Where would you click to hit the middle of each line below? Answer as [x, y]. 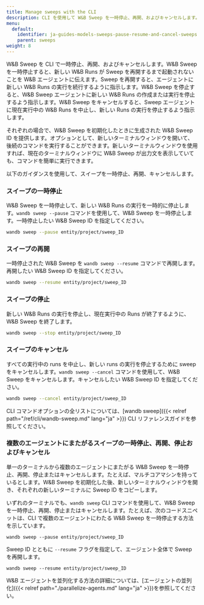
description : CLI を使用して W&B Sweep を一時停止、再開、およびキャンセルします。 [103, 18]
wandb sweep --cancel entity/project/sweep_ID [66, 398]
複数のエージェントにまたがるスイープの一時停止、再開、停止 [97, 444]
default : [23, 29]
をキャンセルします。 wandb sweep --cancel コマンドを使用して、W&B [93, 372]
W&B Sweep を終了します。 [41, 321]
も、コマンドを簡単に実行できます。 [51, 161]
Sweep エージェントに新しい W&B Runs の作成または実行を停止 [115, 94]
